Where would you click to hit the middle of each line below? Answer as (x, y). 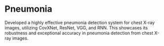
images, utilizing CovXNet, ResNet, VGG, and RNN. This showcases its (76, 27)
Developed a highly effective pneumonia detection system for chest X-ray (80, 23)
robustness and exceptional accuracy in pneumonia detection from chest (79, 33)
